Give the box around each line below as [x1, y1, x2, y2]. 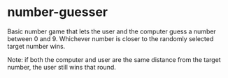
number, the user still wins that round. [7, 63, 117, 71]
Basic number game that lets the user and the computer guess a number [7, 27, 217, 36]
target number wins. [7, 42, 66, 50]
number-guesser [7, 4, 108, 20]
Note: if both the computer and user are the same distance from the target [7, 55, 222, 63]
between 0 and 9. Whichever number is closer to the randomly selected [7, 34, 214, 42]
